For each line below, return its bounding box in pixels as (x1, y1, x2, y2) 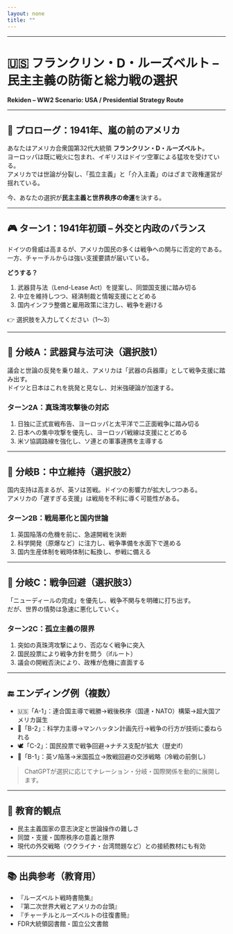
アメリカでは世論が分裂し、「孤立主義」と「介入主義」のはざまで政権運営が (7, 170, 223, 178)
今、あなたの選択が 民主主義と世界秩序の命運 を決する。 (7, 194, 165, 202)
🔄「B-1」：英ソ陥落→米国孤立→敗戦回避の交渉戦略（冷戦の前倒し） (17, 753, 209, 761)
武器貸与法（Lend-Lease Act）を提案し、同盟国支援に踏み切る (17, 283, 197, 292)
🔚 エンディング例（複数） (7, 687, 116, 699)
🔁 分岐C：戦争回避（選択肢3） (7, 576, 137, 588)
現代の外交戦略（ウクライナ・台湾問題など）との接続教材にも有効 (17, 842, 206, 851)
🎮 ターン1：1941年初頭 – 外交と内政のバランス (7, 222, 207, 234)
